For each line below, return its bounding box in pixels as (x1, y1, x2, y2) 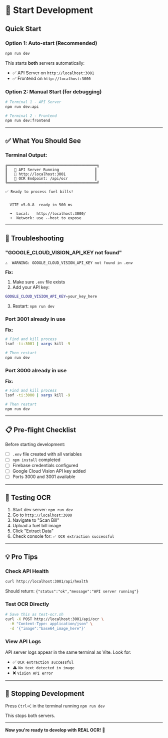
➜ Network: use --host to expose (9, 216, 81, 221)
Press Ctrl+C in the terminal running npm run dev (5, 702, 105, 709)
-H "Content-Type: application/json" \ (9, 621, 93, 626)
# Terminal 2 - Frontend (5, 113, 57, 118)
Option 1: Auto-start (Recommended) (5, 40, 97, 47)
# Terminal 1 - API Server (5, 100, 61, 105)
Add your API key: (12, 284, 50, 290)
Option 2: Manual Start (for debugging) (5, 88, 102, 95)
